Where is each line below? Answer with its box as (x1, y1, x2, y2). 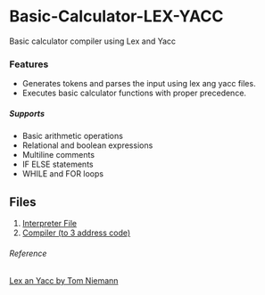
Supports (9, 108, 45, 119)
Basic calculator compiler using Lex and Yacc (9, 36, 177, 46)
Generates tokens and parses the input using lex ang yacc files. (21, 78, 256, 89)
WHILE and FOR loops (21, 168, 104, 179)
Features (9, 58, 49, 70)
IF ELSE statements (21, 159, 94, 170)
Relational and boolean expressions (21, 140, 153, 151)
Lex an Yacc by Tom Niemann (9, 275, 119, 286)
